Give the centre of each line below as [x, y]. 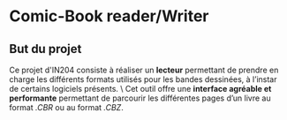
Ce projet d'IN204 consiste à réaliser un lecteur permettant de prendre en [144, 70]
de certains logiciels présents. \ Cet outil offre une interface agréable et [140, 89]
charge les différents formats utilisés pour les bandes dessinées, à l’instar [143, 79]
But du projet [45, 49]
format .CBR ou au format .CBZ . [66, 107]
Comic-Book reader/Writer [109, 16]
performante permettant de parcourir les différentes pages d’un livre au [140, 98]
